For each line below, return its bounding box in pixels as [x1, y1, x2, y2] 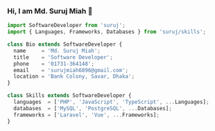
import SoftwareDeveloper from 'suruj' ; [7, 22, 126, 29]
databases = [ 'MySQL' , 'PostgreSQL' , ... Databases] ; [13, 105, 172, 112]
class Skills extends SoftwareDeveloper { [7, 92, 132, 99]
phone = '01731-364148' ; [13, 60, 95, 67]
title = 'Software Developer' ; [13, 53, 113, 61]
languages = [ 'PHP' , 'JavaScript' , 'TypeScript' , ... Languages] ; [13, 98, 209, 106]
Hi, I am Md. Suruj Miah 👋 [7, 6, 93, 16]
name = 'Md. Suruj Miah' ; [13, 47, 101, 54]
